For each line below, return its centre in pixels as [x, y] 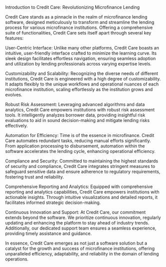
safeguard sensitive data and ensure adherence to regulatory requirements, [83, 171]
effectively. [17, 125]
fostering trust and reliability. [35, 177]
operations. [17, 259]
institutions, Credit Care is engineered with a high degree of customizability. [83, 79]
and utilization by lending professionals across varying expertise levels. [79, 64]
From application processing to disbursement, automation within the [75, 146]
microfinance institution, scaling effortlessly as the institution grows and [79, 89]
